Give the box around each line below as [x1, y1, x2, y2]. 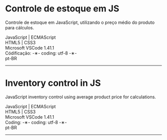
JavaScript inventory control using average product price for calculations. [5, 94, 157, 100]
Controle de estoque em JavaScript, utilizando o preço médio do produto [5, 19, 155, 25]
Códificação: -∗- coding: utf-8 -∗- [5, 50, 77, 56]
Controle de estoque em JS [5, 3, 119, 14]
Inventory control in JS [5, 77, 101, 89]
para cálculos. [5, 24, 34, 30]
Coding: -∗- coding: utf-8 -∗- [5, 119, 67, 125]
